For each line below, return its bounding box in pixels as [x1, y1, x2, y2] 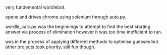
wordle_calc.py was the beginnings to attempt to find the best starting [5, 23, 151, 29]
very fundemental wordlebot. [5, 4, 66, 10]
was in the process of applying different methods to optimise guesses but [5, 38, 158, 44]
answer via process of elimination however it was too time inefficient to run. [5, 29, 162, 34]
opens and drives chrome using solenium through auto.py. [5, 14, 127, 19]
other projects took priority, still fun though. [5, 44, 96, 49]
